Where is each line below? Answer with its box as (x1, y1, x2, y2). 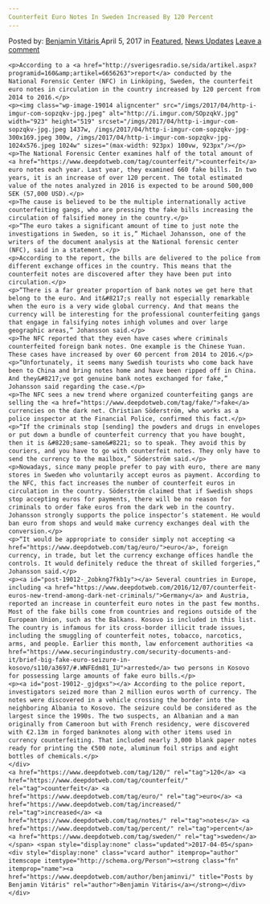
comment (8, 44, 40, 54)
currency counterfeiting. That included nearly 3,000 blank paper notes (8, 736, 257, 744)
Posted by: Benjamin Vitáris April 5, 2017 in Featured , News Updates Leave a (8, 36, 262, 46)
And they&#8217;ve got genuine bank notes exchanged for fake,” (8, 374, 228, 382)
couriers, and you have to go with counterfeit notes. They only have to (8, 447, 261, 455)
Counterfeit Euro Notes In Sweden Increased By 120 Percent (8, 13, 215, 21)
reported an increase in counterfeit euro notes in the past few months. (8, 599, 261, 607)
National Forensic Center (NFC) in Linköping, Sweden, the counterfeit (8, 77, 253, 85)
